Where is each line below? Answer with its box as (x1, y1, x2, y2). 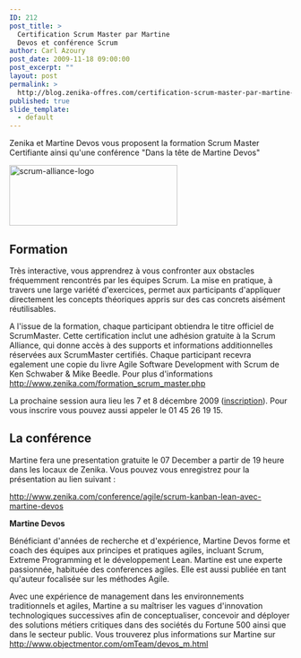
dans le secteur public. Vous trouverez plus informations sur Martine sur (9, 628, 276, 639)
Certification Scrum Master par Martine (17, 30, 170, 39)
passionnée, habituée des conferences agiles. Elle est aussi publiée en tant (9, 564, 287, 575)
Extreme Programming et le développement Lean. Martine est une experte (9, 554, 283, 565)
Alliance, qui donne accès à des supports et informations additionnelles (9, 340, 273, 351)
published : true (9, 96, 70, 106)
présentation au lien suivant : (9, 473, 116, 484)
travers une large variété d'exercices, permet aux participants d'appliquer (9, 284, 281, 295)
